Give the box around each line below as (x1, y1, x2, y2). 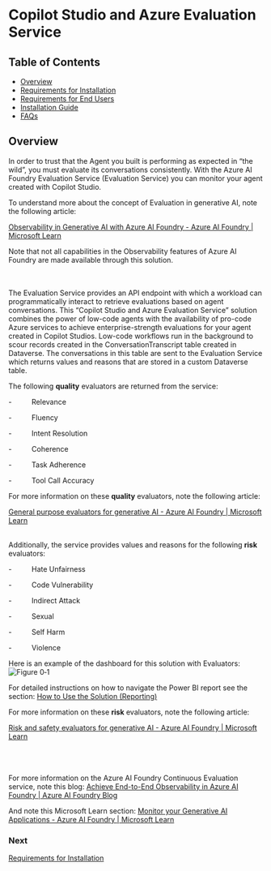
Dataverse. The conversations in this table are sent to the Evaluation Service (8, 348, 263, 358)
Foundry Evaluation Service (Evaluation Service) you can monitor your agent (8, 173, 263, 183)
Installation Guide (19, 103, 78, 112)
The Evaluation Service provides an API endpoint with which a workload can (8, 288, 263, 298)
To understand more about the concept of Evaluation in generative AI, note (8, 197, 257, 208)
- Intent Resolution (8, 428, 88, 438)
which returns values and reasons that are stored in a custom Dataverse (8, 357, 248, 367)
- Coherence (8, 444, 69, 453)
